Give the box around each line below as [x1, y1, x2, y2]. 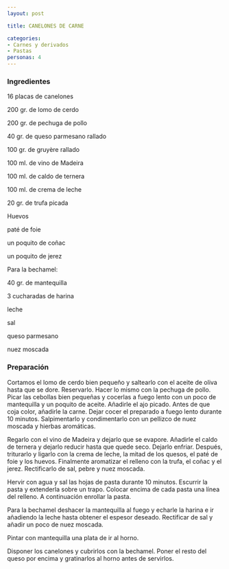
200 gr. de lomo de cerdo [7, 106, 79, 114]
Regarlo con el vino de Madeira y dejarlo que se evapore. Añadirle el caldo [7, 435, 218, 443]
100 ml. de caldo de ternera [7, 172, 85, 181]
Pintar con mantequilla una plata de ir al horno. [7, 533, 139, 542]
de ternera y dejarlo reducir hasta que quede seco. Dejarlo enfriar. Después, [7, 443, 223, 451]
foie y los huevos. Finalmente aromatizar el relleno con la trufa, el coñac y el [7, 457, 222, 465]
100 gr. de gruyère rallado [7, 146, 80, 154]
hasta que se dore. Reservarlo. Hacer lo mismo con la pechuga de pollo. [7, 386, 211, 394]
